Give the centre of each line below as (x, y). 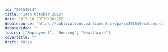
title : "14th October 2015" (34, 14)
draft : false (19, 42)
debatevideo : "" (22, 28)
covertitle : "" (21, 38)
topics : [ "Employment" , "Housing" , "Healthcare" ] (58, 33)
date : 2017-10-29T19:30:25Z (34, 19)
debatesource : (20, 24)
